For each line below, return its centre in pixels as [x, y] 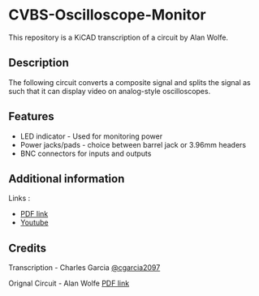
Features [31, 116]
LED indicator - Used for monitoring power [91, 136]
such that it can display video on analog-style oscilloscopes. [110, 91]
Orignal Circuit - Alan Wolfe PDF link [69, 283]
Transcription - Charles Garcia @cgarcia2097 [84, 268]
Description [39, 63]
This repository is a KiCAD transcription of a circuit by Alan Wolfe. [119, 37]
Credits [28, 248]
